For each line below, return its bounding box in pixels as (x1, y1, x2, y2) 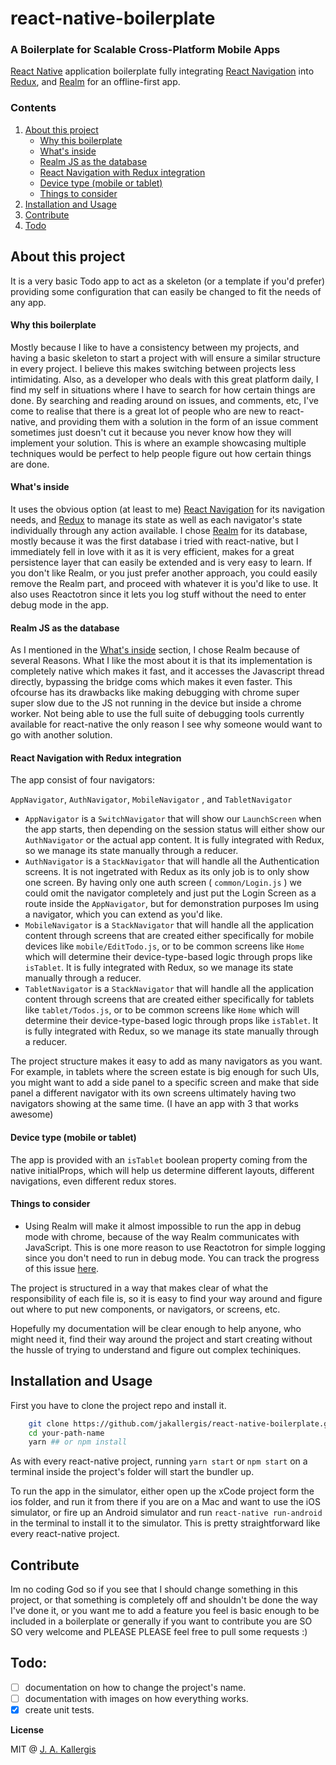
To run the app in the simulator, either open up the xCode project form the (10, 1485, 315, 1497)
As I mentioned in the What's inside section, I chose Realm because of (10, 644, 301, 656)
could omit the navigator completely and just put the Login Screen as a (24, 887, 317, 899)
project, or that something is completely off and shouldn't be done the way (10, 1594, 318, 1606)
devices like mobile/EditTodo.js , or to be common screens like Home (24, 940, 305, 952)
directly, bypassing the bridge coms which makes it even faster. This (10, 676, 293, 688)
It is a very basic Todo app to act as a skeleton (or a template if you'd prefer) (10, 275, 326, 287)
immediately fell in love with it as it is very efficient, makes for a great (10, 546, 295, 557)
